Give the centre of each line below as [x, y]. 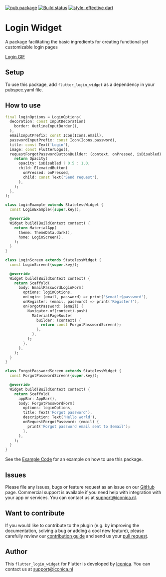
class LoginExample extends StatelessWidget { [54, 205]
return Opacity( [31, 159]
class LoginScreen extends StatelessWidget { [53, 260]
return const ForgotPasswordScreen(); [81, 325]
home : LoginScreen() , [41, 237]
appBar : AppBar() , [37, 399]
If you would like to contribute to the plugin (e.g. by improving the [72, 525]
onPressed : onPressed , [47, 173]
